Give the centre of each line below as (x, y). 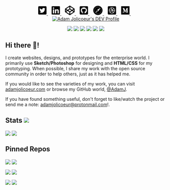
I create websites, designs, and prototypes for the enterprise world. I (77, 58)
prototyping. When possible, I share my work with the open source (75, 68)
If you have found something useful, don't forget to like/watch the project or (85, 99)
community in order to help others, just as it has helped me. (68, 74)
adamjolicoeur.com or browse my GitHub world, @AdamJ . (66, 89)
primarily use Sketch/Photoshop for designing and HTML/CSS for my (79, 63)
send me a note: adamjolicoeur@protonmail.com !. (58, 104)
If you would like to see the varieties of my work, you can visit (70, 84)
